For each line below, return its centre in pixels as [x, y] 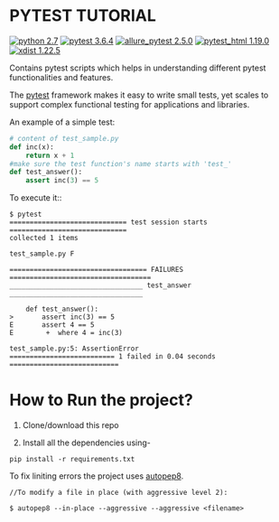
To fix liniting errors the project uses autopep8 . [97, 476]
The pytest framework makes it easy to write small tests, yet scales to [139, 95]
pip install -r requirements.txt [72, 460]
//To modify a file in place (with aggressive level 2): [119, 493]
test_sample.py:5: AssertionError [74, 349]
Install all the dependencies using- [86, 443]
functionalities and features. [61, 77]
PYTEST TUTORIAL [83, 16]
